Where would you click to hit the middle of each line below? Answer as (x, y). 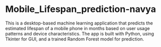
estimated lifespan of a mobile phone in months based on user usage (77, 28)
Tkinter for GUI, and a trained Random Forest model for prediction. (75, 39)
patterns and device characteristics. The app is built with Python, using (80, 33)
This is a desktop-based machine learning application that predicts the (79, 23)
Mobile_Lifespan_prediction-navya (81, 9)
